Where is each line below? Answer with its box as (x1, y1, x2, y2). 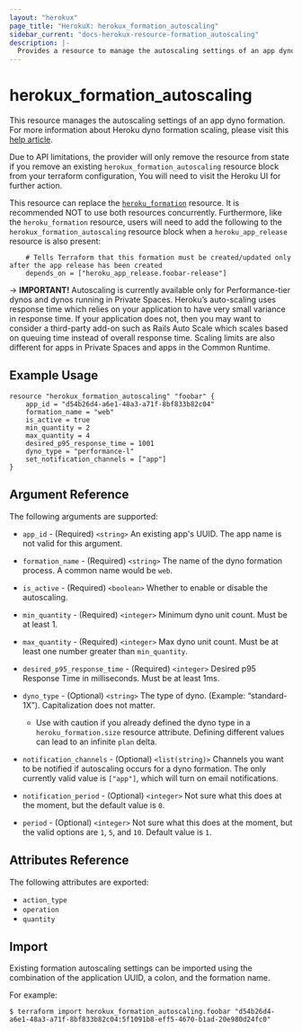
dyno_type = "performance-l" (25, 447, 135, 456)
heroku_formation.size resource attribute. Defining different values (35, 726, 285, 737)
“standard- (246, 689, 288, 701)
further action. (9, 181, 63, 191)
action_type (22, 895, 67, 904)
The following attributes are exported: (9, 876, 149, 887)
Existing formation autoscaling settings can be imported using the (9, 963, 253, 973)
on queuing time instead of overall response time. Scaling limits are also (9, 333, 276, 343)
